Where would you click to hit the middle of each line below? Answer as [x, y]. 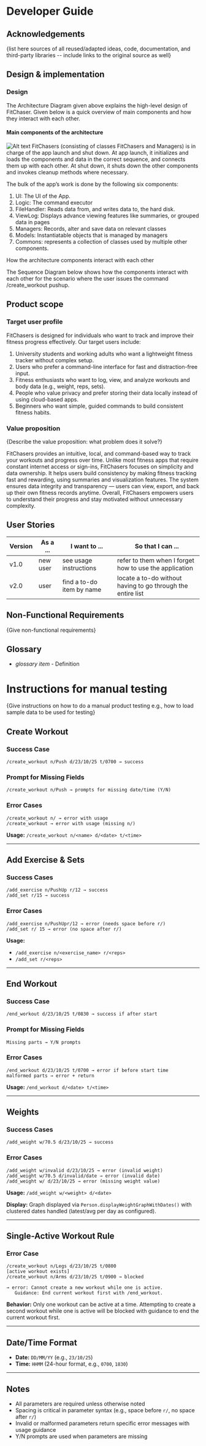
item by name [82, 589]
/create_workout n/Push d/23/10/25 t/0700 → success [75, 762]
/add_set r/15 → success [38, 896]
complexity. [21, 505]
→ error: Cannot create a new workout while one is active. [85, 1288]
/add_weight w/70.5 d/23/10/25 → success [60, 1142]
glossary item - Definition [47, 664]
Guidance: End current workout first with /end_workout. [89, 1293]
